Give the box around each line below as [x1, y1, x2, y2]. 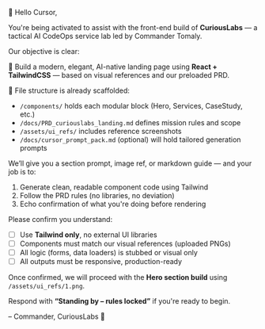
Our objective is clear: [8, 47, 80, 55]
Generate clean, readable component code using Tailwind [19, 182, 209, 192]
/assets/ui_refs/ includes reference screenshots [19, 127, 182, 136]
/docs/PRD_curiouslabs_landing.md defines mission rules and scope [19, 118, 241, 127]
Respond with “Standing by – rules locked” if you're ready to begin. [8, 296, 231, 306]
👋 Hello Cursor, [8, 8, 58, 17]
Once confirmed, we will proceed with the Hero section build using [8, 273, 228, 282]
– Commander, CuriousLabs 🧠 [8, 312, 105, 321]
